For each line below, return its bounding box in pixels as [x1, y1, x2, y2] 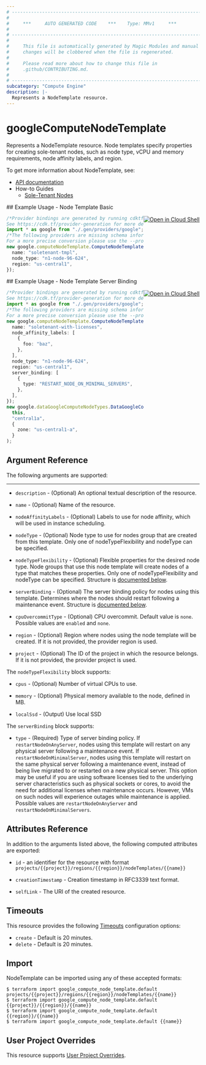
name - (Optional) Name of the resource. [15, 501, 115, 508]
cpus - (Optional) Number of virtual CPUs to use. [15, 680, 137, 687]
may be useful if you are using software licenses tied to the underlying [15, 773, 193, 780]
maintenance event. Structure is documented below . [15, 600, 147, 608]
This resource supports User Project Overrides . [6, 1051, 126, 1059]
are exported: [6, 846, 41, 854]
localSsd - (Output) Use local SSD [15, 710, 102, 718]
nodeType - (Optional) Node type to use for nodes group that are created [15, 531, 197, 538]
